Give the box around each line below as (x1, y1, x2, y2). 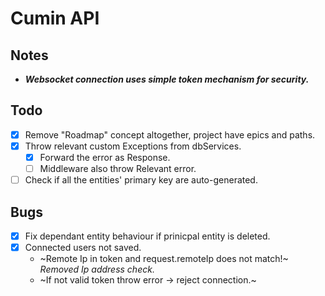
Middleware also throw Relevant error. (39, 163, 197, 174)
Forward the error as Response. (39, 151, 171, 163)
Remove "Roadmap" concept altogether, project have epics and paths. (24, 128, 316, 141)
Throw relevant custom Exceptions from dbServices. (24, 140, 242, 152)
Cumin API (10, 7, 100, 30)
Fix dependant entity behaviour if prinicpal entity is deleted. (24, 230, 271, 242)
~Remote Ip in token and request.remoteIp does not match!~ (39, 253, 289, 265)
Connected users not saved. (24, 242, 142, 253)
